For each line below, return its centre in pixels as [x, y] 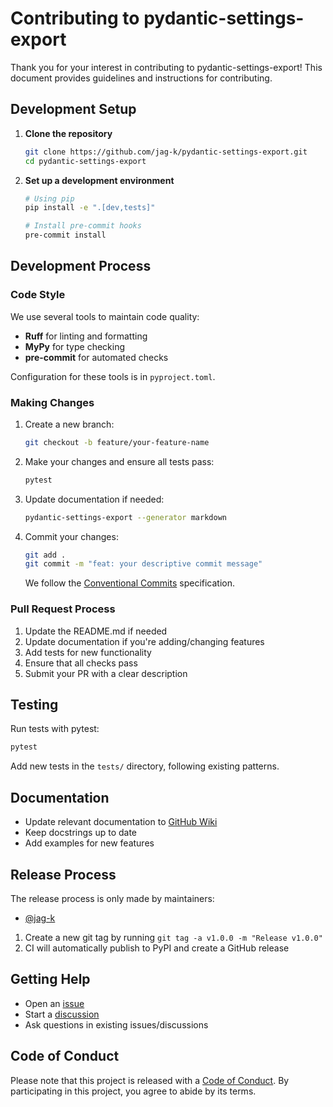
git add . [45, 555]
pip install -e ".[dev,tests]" [90, 208]
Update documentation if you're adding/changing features [144, 641]
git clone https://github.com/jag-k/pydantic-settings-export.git [166, 152]
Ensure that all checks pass [81, 663]
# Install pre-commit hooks [83, 226]
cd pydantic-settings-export [85, 161]
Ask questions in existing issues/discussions [116, 1024]
